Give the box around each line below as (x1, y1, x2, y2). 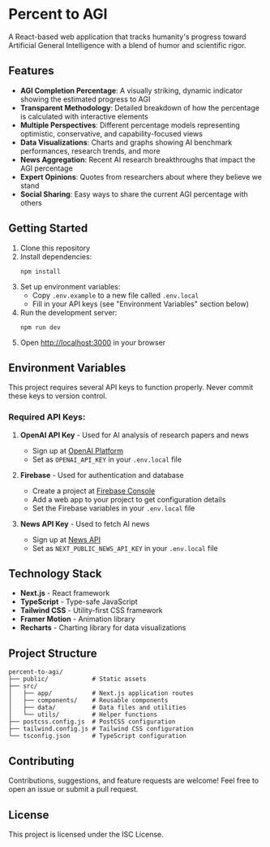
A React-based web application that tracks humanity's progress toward (8, 32, 246, 41)
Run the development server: (19, 307, 118, 317)
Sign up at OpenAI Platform (32, 445, 124, 455)
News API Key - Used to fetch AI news (19, 519, 150, 528)
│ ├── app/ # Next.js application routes (8, 689, 195, 697)
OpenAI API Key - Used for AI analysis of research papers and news (19, 430, 250, 440)
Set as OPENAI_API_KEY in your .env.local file (32, 454, 182, 464)
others (19, 198, 42, 207)
